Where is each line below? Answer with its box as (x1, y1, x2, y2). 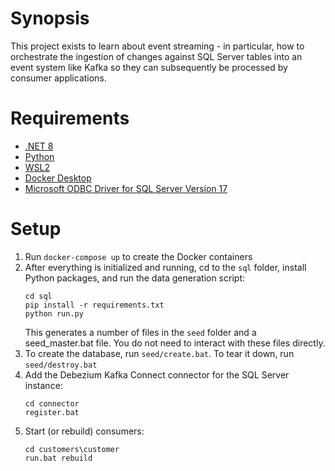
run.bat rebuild (24, 453, 93, 463)
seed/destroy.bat (24, 360, 98, 370)
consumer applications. (10, 72, 107, 84)
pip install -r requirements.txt (24, 300, 165, 310)
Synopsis (10, 7, 90, 30)
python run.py (24, 308, 84, 319)
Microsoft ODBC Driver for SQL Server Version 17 (24, 182, 228, 194)
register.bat (24, 407, 80, 417)
